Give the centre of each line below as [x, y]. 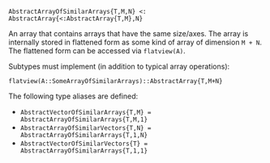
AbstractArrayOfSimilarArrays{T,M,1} [84, 119]
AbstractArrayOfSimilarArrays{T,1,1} [84, 151]
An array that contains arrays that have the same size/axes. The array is [129, 33]
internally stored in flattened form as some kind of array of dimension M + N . [135, 42]
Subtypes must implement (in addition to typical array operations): [119, 66]
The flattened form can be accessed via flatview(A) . [97, 51]
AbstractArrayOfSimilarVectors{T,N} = [86, 128]
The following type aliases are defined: [73, 96]
